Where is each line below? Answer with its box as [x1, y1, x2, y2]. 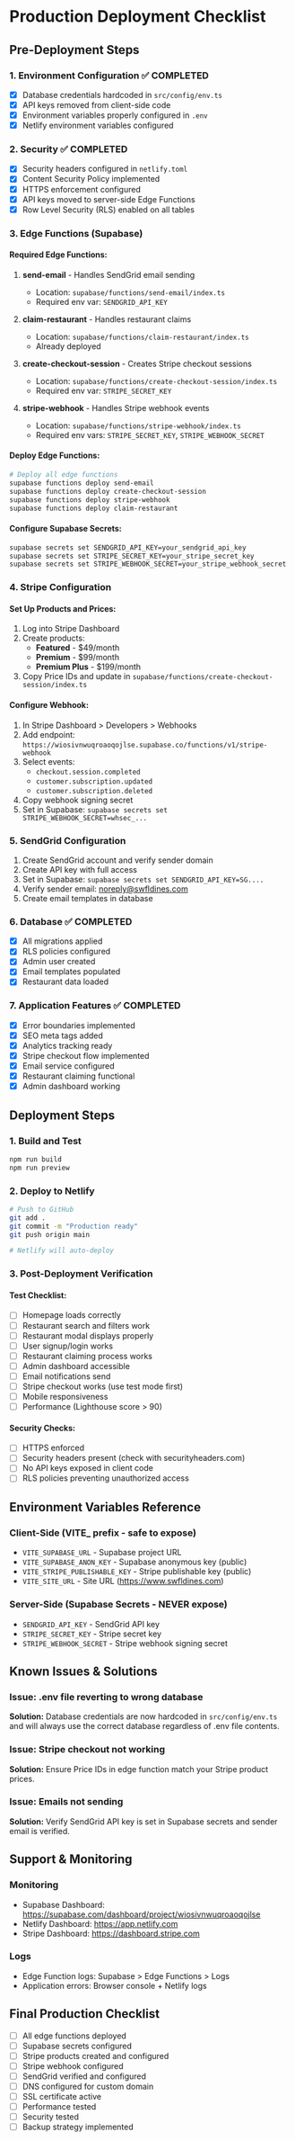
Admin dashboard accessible [22, 1360, 130, 1371]
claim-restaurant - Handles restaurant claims [22, 313, 192, 325]
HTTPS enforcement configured [22, 184, 142, 194]
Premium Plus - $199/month [35, 661, 142, 672]
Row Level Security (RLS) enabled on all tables [22, 204, 195, 215]
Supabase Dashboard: [22, 1899, 105, 1910]
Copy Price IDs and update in [22, 671, 131, 682]
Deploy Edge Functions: [9, 450, 100, 461]
